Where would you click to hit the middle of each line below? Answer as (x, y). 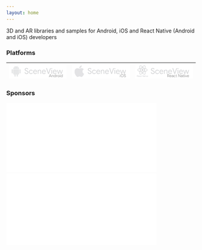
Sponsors (21, 93)
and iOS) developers (32, 37)
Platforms (21, 52)
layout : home (23, 13)
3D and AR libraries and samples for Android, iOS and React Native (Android (100, 31)
